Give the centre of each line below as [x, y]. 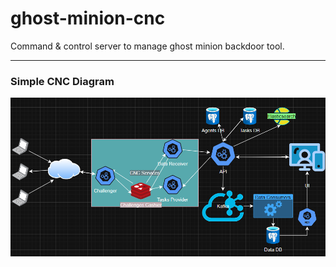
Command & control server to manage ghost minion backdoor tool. [147, 46]
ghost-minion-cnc [88, 18]
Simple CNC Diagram [62, 81]
